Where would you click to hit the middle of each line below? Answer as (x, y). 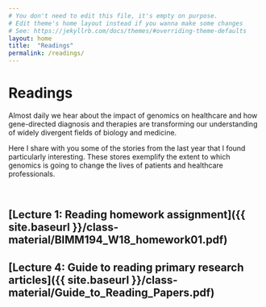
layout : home (30, 38)
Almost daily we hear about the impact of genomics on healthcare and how (133, 115)
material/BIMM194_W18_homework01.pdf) (118, 240)
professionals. (32, 173)
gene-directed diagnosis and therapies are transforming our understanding (133, 124)
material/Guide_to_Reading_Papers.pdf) (112, 292)
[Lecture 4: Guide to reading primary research (126, 267)
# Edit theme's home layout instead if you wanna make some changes (126, 23)
